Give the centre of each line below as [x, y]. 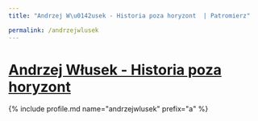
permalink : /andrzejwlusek [54, 30]
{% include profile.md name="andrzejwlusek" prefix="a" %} [108, 109]
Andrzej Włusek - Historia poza [115, 70]
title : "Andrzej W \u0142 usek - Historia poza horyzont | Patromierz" [129, 16]
